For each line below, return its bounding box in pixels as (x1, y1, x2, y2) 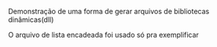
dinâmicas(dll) (8, 15, 54, 24)
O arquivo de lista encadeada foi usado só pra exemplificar (8, 31, 199, 39)
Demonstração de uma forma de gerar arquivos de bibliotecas (8, 7, 210, 16)
